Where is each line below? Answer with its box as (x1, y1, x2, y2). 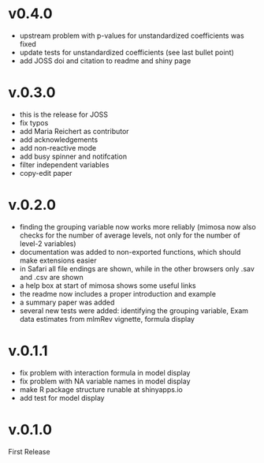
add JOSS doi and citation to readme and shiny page (19, 56, 191, 65)
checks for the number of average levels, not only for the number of (19, 230, 240, 240)
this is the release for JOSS (19, 110, 109, 119)
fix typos (19, 118, 49, 127)
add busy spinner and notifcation (19, 151, 128, 161)
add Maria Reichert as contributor (19, 126, 129, 136)
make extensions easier (19, 256, 97, 265)
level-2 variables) (19, 238, 76, 248)
